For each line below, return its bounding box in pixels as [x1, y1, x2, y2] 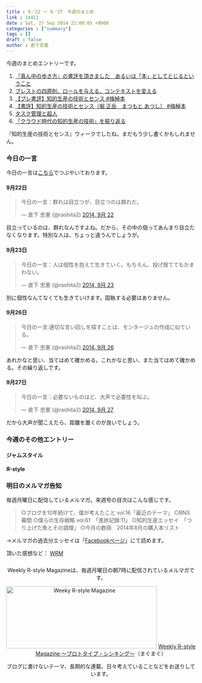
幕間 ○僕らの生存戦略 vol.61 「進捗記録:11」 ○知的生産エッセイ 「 [20, 516, 188, 524]
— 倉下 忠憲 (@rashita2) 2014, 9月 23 [20, 281, 114, 289]
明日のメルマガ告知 [6, 482, 62, 490]
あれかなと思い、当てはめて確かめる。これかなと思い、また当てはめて [6, 356, 180, 364]
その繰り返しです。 [16, 364, 64, 371]
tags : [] [6, 31, 31, 37]
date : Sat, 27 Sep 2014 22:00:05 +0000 [6, 20, 109, 26]
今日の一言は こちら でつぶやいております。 [6, 169, 111, 176]
